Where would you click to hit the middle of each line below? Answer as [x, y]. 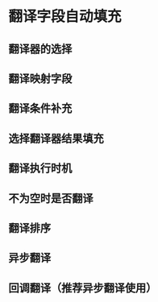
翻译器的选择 [40, 49]
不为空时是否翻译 [51, 198]
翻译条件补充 [40, 108]
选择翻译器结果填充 [56, 138]
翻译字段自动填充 [65, 17]
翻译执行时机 [40, 169]
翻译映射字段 [40, 79]
